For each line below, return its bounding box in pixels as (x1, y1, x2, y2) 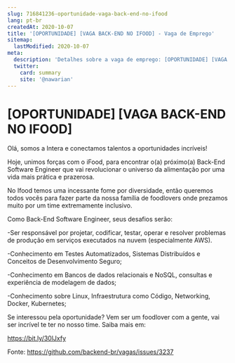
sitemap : (7, 37, 33, 44)
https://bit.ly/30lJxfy (7, 334, 67, 343)
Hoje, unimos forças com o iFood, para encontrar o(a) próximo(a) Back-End (7, 158, 226, 166)
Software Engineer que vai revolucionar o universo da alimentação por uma (7, 165, 225, 174)
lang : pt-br (7, 17, 42, 24)
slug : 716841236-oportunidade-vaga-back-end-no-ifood (7, 10, 168, 18)
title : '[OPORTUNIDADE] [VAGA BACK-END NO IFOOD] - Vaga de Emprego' (7, 30, 215, 37)
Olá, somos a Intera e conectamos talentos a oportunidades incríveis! (7, 144, 208, 153)
